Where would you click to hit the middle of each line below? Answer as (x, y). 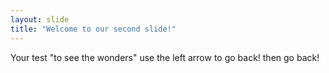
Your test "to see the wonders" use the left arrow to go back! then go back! (165, 57)
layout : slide (40, 19)
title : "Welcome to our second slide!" (93, 29)
